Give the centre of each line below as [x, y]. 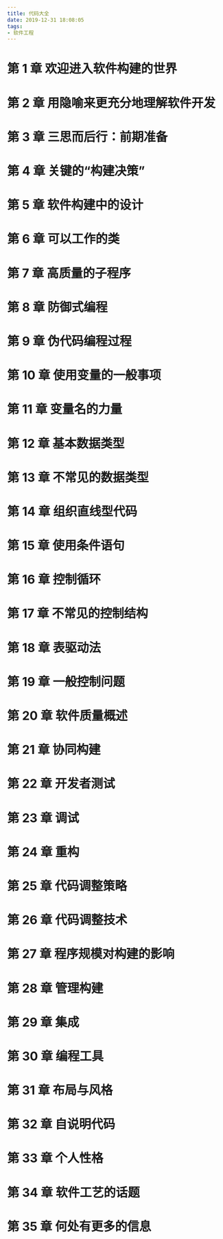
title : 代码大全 [28, 13]
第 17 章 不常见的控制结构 [78, 614]
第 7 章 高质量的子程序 [69, 273]
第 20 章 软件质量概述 [68, 715]
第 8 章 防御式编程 [58, 307]
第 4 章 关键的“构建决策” [76, 171]
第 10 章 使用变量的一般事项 [84, 375]
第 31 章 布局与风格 [60, 1090]
